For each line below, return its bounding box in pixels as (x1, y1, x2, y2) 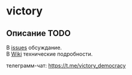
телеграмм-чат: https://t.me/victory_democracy (6, 62, 126, 69)
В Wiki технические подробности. (6, 50, 93, 58)
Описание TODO (6, 28, 71, 38)
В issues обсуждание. (6, 44, 62, 51)
